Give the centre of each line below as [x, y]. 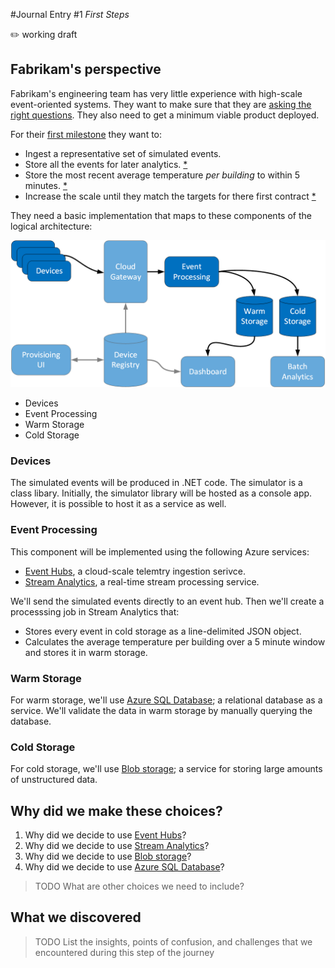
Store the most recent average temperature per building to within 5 [162, 175]
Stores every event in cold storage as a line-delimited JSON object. [163, 631]
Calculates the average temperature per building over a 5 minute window [175, 641]
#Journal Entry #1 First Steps [70, 14]
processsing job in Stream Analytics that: [95, 611]
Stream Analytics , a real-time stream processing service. [142, 581]
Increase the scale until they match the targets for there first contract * [170, 196]
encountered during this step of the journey [124, 952]
